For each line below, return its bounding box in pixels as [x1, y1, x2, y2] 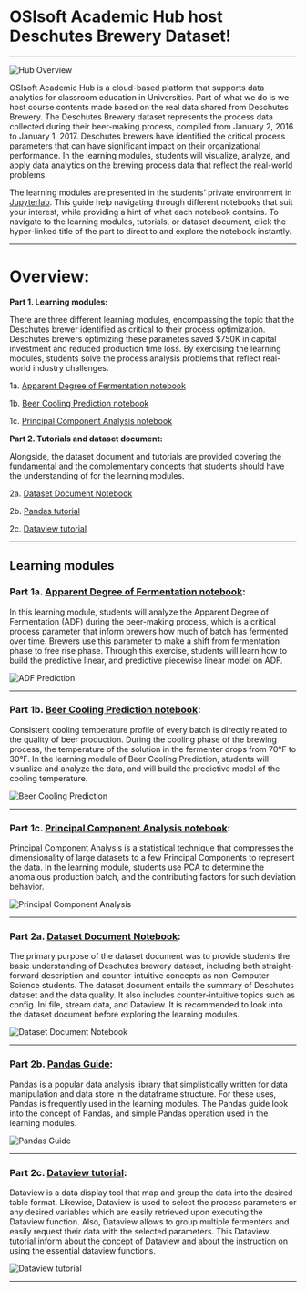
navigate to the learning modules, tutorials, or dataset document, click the [9, 216, 287, 227]
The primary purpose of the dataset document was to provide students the [9, 951, 291, 962]
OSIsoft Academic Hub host [9, 6, 223, 27]
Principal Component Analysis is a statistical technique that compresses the [9, 842, 294, 853]
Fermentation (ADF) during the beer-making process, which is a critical [9, 615, 276, 626]
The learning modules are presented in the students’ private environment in [9, 187, 292, 198]
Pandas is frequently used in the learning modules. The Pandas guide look [9, 1098, 289, 1109]
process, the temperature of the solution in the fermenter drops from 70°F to [9, 743, 297, 754]
